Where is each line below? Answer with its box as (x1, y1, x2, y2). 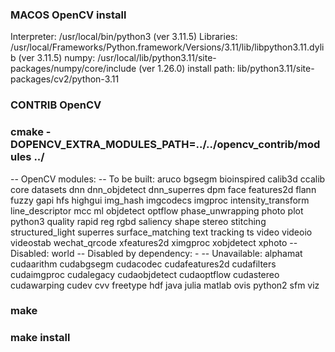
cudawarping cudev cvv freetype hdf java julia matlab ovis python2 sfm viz (10, 279, 320, 291)
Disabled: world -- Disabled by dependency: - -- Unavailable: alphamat (10, 247, 303, 259)
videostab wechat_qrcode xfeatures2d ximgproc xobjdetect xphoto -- (10, 236, 298, 248)
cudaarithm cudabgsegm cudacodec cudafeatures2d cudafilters (10, 258, 277, 270)
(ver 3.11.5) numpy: (18, 52, 96, 64)
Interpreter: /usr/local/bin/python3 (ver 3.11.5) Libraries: (10, 31, 238, 43)
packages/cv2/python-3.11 (10, 73, 120, 85)
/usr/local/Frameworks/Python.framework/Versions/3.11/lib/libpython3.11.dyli (10, 41, 325, 53)
